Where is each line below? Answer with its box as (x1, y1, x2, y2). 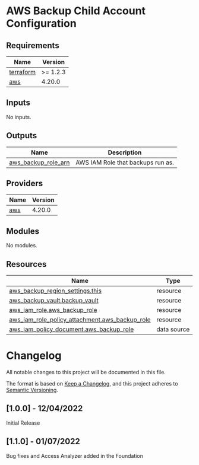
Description (108, 148, 142, 157)
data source (156, 325, 190, 333)
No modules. (6, 242, 37, 249)
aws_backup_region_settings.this (9, 286, 102, 295)
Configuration (6, 17, 77, 30)
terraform (9, 68, 36, 76)
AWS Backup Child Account (6, 4, 146, 18)
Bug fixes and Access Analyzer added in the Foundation (6, 452, 144, 459)
